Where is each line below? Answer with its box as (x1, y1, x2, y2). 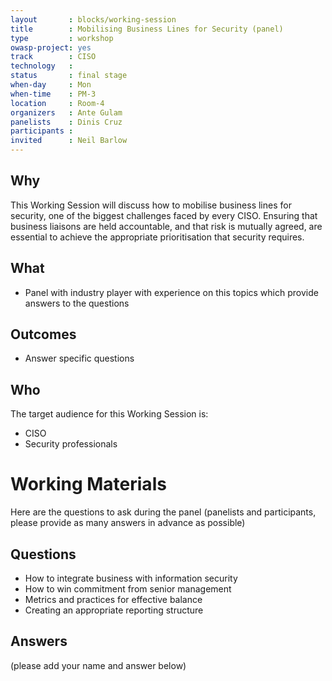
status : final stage (10, 71, 128, 81)
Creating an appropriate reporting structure (24, 604, 204, 616)
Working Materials (10, 473, 167, 496)
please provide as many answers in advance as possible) (10, 517, 246, 529)
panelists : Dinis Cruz (10, 117, 123, 127)
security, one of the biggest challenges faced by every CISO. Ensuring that (10, 209, 318, 221)
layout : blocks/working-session (10, 14, 177, 25)
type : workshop (10, 33, 114, 43)
